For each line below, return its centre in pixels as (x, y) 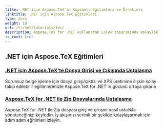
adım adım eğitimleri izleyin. (33, 120)
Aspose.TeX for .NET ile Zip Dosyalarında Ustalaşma (68, 99)
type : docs (16, 19)
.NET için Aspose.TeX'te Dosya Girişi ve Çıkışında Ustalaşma (79, 70)
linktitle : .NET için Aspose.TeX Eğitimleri (51, 14)
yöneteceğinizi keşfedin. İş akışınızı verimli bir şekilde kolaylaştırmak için (78, 115)
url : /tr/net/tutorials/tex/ (35, 28)
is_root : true (20, 37)
